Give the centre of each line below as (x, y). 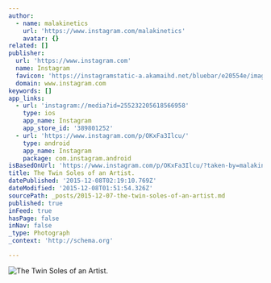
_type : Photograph (39, 233)
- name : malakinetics (52, 23)
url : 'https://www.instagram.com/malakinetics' (104, 31)
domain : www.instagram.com (61, 83)
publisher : (27, 53)
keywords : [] (30, 91)
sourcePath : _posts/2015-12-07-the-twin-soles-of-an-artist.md (117, 196)
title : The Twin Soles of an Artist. (72, 173)
